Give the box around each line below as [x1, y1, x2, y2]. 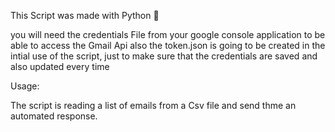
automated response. [10, 110, 98, 122]
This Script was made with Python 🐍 [10, 10, 160, 21]
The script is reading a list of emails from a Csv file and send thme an [10, 100, 297, 111]
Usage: [10, 80, 40, 92]
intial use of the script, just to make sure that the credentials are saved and [10, 50, 318, 62]
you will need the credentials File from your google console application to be [10, 29, 326, 40]
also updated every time [10, 61, 110, 72]
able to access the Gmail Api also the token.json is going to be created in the [10, 40, 326, 51]
